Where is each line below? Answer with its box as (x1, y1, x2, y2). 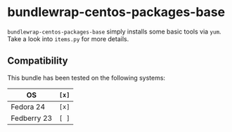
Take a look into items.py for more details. (7, 34, 129, 43)
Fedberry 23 (11, 113, 53, 123)
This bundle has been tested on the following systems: (7, 73, 166, 82)
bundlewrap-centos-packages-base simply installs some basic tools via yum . (7, 27, 221, 36)
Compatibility (7, 55, 68, 67)
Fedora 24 (11, 102, 46, 112)
